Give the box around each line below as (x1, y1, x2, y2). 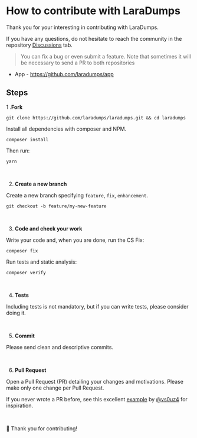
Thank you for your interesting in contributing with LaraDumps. (6, 24, 159, 31)
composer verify (6, 270, 46, 275)
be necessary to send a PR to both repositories (20, 59, 135, 66)
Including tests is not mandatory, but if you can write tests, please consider (6, 303, 189, 310)
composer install (6, 137, 49, 142)
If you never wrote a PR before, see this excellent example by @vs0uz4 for (6, 395, 188, 403)
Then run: (6, 147, 30, 154)
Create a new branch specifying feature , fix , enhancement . (6, 192, 149, 199)
